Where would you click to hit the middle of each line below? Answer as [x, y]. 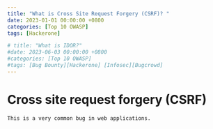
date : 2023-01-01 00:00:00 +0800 [56, 20]
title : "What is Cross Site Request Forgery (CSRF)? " [88, 14]
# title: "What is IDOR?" [45, 46]
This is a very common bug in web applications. [79, 118]
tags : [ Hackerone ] [34, 33]
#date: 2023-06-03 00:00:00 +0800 [57, 52]
